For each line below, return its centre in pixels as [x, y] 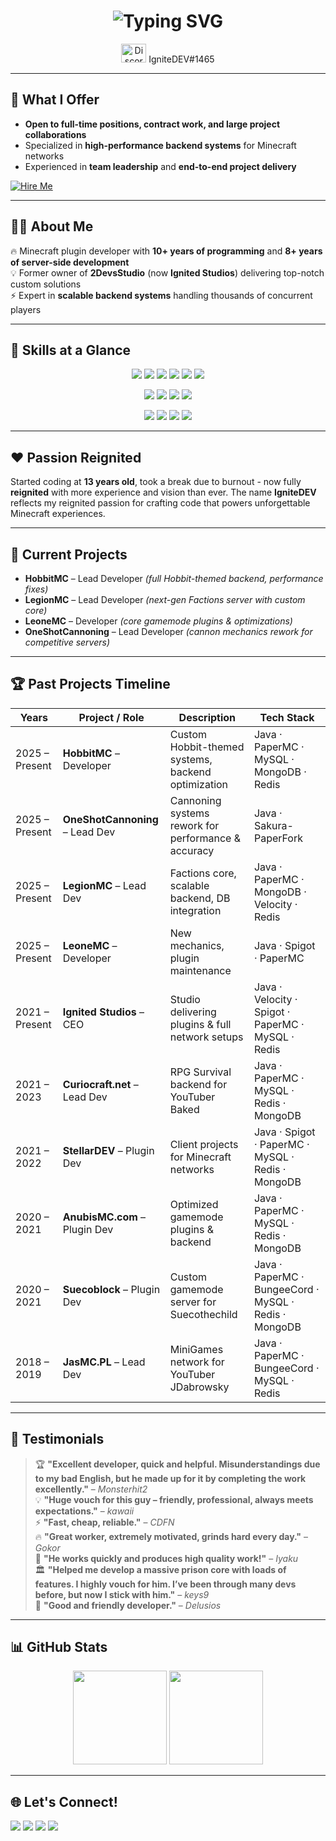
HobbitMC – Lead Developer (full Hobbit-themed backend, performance [174, 578]
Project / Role [111, 717]
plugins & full [200, 1024]
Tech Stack [287, 717]
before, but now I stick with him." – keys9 [122, 1594]
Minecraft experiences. [58, 514]
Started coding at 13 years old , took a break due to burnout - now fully [156, 482]
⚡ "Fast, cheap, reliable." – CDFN [104, 1522]
